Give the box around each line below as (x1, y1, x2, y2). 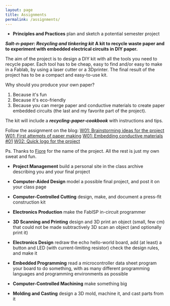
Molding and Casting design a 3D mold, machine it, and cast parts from (12, 290, 164, 297)
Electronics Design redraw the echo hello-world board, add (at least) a (12, 240, 162, 246)
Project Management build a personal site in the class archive (12, 163, 144, 169)
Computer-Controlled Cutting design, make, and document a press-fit (12, 194, 162, 200)
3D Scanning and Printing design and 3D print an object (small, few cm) (12, 219, 165, 225)
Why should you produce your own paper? (5, 82, 95, 88)
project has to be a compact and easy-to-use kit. (5, 72, 108, 78)
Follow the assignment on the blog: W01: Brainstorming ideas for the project (5, 127, 164, 133)
